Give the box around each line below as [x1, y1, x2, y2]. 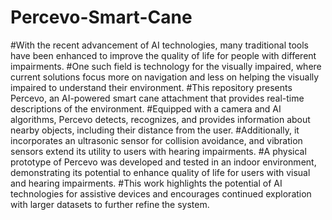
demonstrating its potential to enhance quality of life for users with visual [10, 166, 311, 178]
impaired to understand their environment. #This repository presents [10, 81, 293, 93]
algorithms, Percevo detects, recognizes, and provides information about [10, 113, 311, 125]
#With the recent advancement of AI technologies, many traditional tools [10, 39, 309, 51]
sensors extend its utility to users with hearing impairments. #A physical [10, 145, 307, 157]
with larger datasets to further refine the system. [10, 198, 210, 210]
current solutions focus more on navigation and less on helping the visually [10, 71, 320, 83]
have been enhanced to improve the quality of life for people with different [10, 49, 317, 61]
